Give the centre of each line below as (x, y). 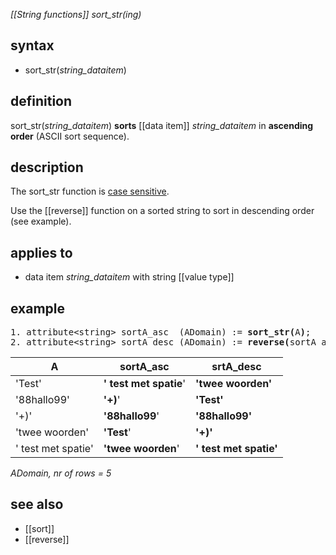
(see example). (41, 221)
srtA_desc (236, 367)
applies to (41, 252)
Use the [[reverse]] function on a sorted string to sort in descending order (162, 211)
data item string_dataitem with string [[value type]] (129, 277)
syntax (32, 45)
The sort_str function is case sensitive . (90, 191)
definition (41, 101)
